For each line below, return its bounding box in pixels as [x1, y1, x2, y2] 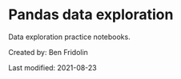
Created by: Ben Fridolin [8, 47, 88, 57]
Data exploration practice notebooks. [8, 32, 131, 41]
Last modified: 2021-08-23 [8, 62, 98, 73]
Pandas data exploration [8, 6, 174, 24]
